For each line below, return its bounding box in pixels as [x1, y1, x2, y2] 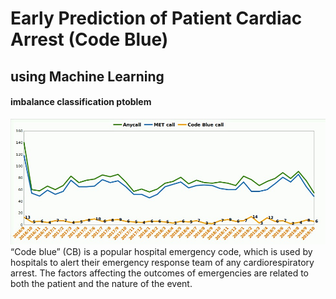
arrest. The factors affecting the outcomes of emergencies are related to [10, 267, 310, 279]
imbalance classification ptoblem [10, 96, 152, 108]
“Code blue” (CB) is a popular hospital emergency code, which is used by [10, 246, 313, 258]
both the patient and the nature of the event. [10, 278, 193, 290]
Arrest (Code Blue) [10, 28, 169, 51]
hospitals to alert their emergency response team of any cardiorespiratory [10, 257, 315, 269]
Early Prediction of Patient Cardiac [10, 7, 303, 30]
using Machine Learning [10, 68, 165, 85]
